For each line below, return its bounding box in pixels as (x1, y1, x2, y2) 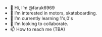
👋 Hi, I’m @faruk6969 (10, 5, 55, 10)
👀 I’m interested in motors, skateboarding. (10, 10, 97, 16)
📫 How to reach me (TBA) (10, 26, 66, 32)
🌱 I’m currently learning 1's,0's (10, 15, 73, 21)
